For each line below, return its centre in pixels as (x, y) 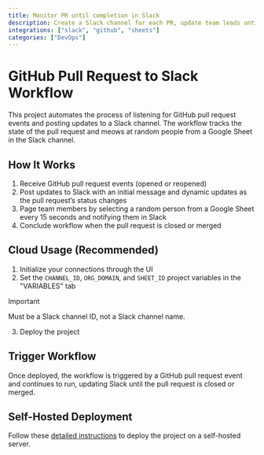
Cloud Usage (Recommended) (83, 250)
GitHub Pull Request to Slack (103, 76)
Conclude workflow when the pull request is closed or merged (120, 226)
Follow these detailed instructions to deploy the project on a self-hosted (125, 436)
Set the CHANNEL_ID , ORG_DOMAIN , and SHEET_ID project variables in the (130, 277)
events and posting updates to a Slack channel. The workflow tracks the (125, 124)
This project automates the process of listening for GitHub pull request (122, 115)
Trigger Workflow (52, 356)
